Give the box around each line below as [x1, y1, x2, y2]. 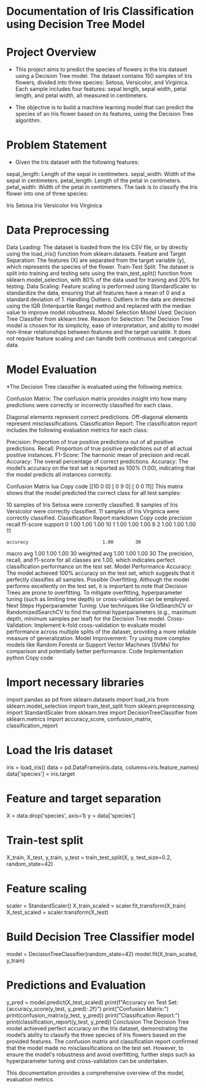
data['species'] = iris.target [6, 770, 75, 777]
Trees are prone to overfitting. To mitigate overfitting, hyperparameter [6, 589, 183, 596]
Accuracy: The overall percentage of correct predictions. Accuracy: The [6, 458, 189, 465]
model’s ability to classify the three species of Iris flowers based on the [6, 1031, 186, 1038]
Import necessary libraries [6, 676, 144, 689]
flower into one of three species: [6, 190, 89, 197]
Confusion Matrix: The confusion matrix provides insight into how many [6, 394, 187, 402]
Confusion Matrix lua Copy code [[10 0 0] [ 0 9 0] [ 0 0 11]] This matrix [6, 483, 184, 490]
